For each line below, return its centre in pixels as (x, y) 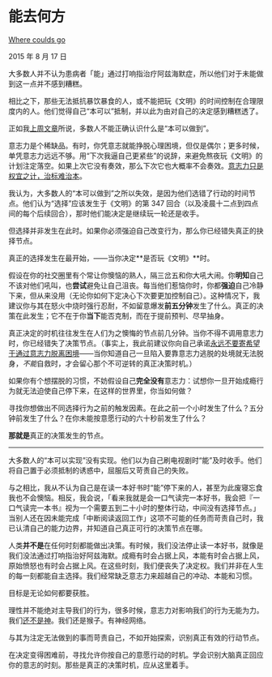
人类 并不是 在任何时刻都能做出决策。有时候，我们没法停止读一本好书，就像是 (136, 545)
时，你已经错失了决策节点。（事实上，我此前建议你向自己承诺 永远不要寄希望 (134, 343)
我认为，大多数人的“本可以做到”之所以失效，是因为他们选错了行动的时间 (129, 193)
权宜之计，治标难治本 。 (47, 176)
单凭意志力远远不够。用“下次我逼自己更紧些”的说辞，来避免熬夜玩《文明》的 (136, 156)
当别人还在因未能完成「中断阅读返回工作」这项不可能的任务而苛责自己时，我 (136, 518)
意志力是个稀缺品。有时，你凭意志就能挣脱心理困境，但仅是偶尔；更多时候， (136, 145)
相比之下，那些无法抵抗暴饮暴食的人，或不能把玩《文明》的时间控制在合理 (132, 101)
